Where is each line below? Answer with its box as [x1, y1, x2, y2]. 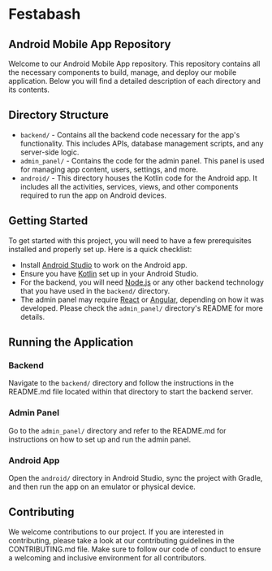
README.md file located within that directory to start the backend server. [8, 387, 253, 397]
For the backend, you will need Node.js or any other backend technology [19, 277, 264, 287]
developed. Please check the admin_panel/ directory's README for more [19, 303, 264, 313]
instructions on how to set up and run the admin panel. [8, 434, 192, 444]
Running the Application [8, 335, 134, 350]
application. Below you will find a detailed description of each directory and [8, 76, 261, 85]
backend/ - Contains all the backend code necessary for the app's [19, 129, 240, 139]
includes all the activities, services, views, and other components [19, 181, 239, 191]
